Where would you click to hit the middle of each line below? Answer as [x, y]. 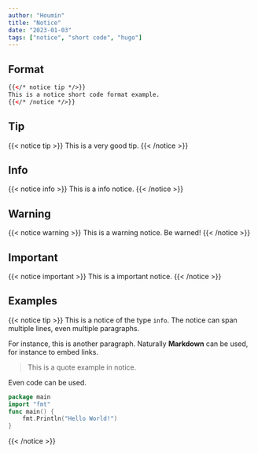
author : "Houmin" [37, 15]
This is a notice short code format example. [84, 94]
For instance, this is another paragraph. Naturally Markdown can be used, [128, 344]
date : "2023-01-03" [40, 30]
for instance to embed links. [53, 352]
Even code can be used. [47, 382]
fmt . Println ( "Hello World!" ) [70, 419]
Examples [33, 301]
